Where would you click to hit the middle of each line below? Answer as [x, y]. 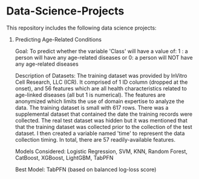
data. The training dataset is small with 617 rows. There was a [92, 107]
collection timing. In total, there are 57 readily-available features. [95, 139]
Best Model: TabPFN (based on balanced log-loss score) [86, 169]
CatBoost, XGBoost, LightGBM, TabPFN [64, 157]
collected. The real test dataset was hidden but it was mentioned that [101, 120]
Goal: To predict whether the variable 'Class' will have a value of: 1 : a [102, 51]
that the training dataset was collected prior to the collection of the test [103, 127]
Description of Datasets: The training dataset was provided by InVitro [101, 75]
